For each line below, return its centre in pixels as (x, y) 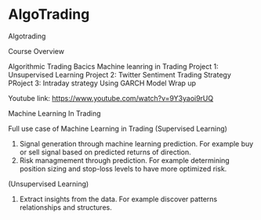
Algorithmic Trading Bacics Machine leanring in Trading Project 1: (114, 66)
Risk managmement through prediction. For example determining (124, 160)
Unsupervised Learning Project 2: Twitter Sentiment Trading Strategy (120, 74)
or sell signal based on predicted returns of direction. (105, 152)
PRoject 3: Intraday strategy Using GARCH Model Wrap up (102, 83)
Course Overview (36, 51)
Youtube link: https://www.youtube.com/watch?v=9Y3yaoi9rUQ (111, 98)
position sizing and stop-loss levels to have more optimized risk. (123, 168)
